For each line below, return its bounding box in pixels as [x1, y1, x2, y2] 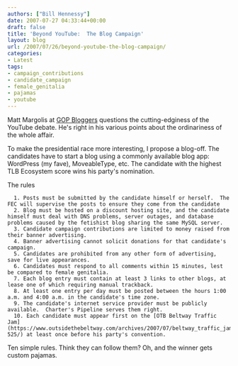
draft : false [7, 23, 46, 30]
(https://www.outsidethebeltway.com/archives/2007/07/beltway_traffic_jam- [7, 325, 236, 332]
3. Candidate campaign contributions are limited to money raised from [13, 226, 230, 233]
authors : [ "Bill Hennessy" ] [7, 10, 91, 18]
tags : [7, 63, 23, 70]
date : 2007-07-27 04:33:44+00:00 [7, 17, 106, 24]
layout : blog [7, 37, 46, 44]
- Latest [7, 57, 33, 64]
